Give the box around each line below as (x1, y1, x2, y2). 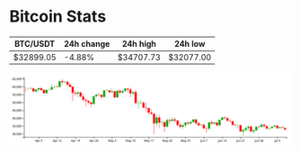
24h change (64, 39, 110, 49)
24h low (173, 39, 206, 49)
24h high (121, 39, 157, 49)
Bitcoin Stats (9, 6, 107, 27)
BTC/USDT (14, 39, 56, 49)
